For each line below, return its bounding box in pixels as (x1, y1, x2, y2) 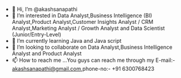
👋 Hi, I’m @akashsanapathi (11, 6, 77, 13)
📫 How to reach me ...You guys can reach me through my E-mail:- (11, 57, 176, 64)
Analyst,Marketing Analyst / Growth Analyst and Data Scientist (11, 24, 165, 32)
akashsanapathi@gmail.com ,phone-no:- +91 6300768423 (11, 65, 155, 72)
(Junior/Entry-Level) (11, 31, 61, 38)
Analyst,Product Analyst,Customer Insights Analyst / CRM (11, 18, 154, 25)
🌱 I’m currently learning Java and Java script (11, 38, 122, 44)
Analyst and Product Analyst (11, 50, 82, 57)
